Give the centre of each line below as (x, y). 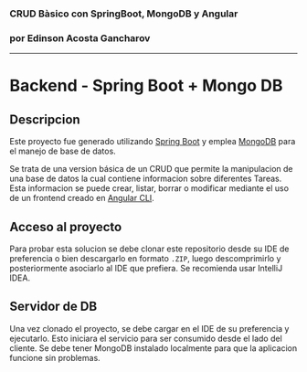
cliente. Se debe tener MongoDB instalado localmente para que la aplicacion (153, 348)
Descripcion (45, 119)
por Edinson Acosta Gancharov (80, 37)
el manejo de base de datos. (63, 151)
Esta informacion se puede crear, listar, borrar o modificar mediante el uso (149, 188)
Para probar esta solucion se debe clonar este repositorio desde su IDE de (149, 249)
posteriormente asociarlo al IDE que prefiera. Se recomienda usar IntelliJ (146, 269)
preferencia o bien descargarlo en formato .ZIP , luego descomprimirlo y (145, 259)
